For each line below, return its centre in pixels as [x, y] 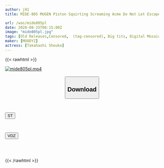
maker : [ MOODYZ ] [21, 41]
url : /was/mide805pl [26, 23]
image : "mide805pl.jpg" [29, 32]
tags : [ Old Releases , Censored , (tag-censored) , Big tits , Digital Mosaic [83, 37]
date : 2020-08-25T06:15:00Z [34, 27]
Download [82, 89]
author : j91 [17, 9]
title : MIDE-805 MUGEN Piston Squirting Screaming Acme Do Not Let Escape [83, 14]
